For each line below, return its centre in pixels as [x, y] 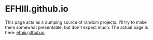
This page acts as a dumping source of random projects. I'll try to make [76, 22]
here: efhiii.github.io [25, 32]
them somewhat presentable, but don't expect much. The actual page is [76, 27]
